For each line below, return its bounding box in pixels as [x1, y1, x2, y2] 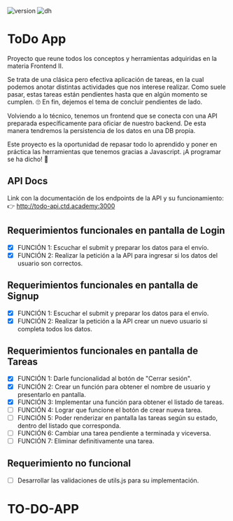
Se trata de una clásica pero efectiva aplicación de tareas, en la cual [7, 75, 204, 83]
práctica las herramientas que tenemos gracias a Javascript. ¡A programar [7, 147, 222, 155]
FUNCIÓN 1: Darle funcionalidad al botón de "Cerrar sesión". [17, 375, 192, 383]
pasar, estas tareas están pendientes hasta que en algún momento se [7, 90, 208, 98]
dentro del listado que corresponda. [17, 421, 121, 430]
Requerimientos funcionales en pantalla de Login [7, 225, 225, 237]
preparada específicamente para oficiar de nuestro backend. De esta [7, 119, 206, 127]
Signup [7, 291, 40, 303]
